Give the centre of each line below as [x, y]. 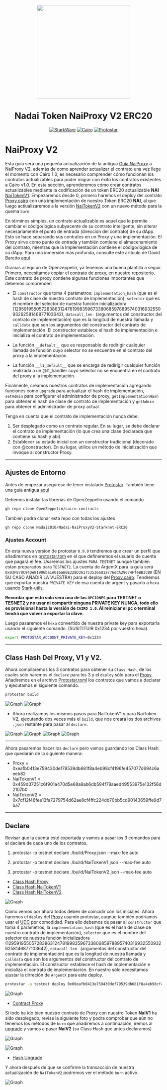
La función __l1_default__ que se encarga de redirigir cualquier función [86, 365]
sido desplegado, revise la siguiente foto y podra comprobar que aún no [79, 1018]
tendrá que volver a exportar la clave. [44, 613]
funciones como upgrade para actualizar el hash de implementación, [75, 391]
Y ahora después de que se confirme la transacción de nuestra [70, 1067]
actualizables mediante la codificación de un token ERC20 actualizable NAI [82, 190]
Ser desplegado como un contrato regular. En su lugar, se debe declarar [86, 426]
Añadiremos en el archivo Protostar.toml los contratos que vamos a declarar [83, 680]
